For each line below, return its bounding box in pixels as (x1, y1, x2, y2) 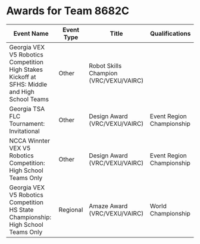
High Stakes (9, 65, 43, 74)
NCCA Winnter (9, 137, 51, 145)
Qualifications (149, 29, 191, 37)
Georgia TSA (9, 104, 45, 113)
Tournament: (9, 119, 45, 128)
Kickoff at (9, 72, 36, 81)
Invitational (9, 126, 40, 135)
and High (9, 87, 35, 96)
